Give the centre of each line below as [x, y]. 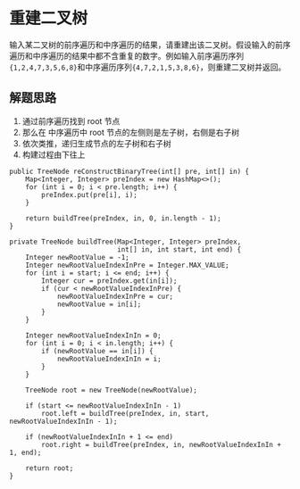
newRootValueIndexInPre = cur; [115, 296]
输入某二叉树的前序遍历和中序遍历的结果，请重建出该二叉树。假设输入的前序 [150, 45]
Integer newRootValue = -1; [77, 257]
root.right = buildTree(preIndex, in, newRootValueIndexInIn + [161, 444]
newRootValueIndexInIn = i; [109, 359]
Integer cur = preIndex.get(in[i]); [109, 281]
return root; [50, 468]
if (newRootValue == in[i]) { [97, 351]
